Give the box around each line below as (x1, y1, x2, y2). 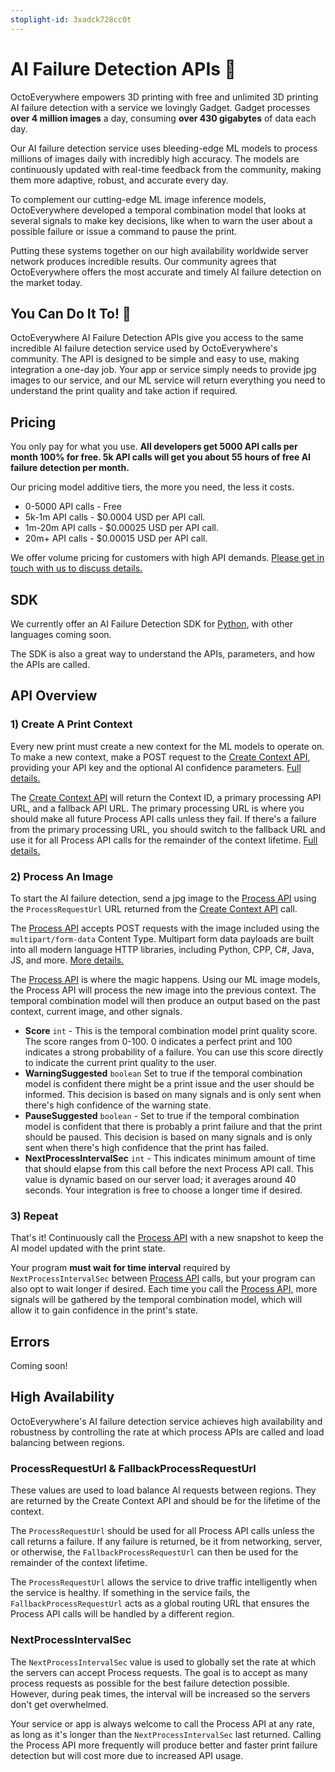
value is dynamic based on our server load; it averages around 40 (24, 1173, 297, 1185)
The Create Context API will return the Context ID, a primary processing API (10, 791, 322, 803)
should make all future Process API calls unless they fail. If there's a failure (10, 812, 317, 825)
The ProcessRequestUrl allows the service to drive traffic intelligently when (10, 1576, 318, 1588)
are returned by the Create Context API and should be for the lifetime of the (10, 1495, 321, 1507)
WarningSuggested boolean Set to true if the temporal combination (24, 1067, 303, 1079)
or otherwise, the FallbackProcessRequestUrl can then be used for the (10, 1546, 299, 1558)
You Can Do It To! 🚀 (10, 305, 132, 322)
